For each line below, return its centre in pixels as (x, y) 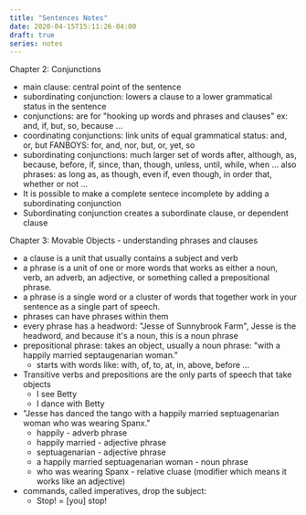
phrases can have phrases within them (95, 317)
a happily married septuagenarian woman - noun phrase (142, 462)
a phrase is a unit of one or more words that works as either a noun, (150, 268)
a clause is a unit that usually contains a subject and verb (131, 258)
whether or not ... (55, 184)
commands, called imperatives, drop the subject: (115, 491)
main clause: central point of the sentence (102, 87)
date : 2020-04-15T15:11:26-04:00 (73, 26)
